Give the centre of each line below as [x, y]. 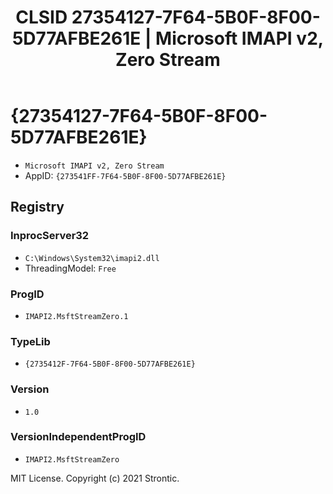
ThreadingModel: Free [70, 268]
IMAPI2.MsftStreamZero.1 [76, 316]
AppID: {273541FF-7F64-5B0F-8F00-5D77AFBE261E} [125, 175]
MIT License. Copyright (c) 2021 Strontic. [95, 478]
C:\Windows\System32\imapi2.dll [92, 258]
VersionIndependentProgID [78, 437]
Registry [37, 207]
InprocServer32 [50, 236]
